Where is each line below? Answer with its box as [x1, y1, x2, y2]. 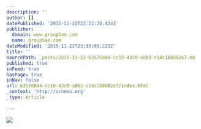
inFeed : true [6, 65, 40, 72]
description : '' [6, 9, 48, 15]
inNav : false [6, 77, 40, 83]
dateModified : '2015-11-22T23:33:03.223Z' [6, 43, 116, 50]
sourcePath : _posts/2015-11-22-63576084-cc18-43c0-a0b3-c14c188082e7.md [6, 54, 196, 61]
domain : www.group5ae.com [12, 32, 78, 38]
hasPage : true [6, 72, 43, 78]
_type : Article [6, 94, 45, 100]
